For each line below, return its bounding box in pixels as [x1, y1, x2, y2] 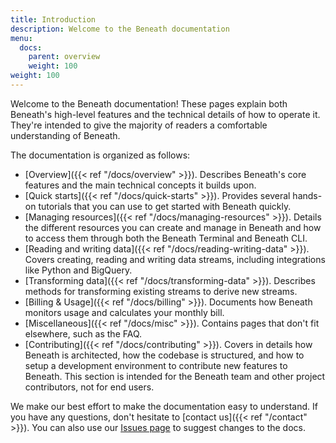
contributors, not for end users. [24, 381, 155, 393]
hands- [292, 189, 323, 201]
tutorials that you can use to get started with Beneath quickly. [38, 200, 292, 212]
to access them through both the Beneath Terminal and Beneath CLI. [24, 232, 308, 244]
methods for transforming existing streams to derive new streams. [24, 285, 298, 297]
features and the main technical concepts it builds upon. [24, 179, 257, 191]
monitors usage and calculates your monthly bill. [24, 306, 225, 318]
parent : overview [28, 52, 101, 62]
